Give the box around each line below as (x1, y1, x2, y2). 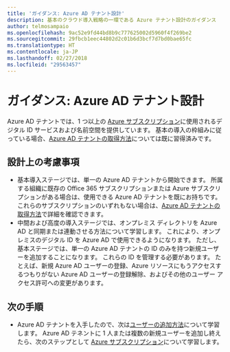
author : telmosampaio (7, 23, 69, 30)
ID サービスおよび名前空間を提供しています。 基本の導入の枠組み (26, 125, 210, 134)
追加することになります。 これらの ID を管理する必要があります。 (29, 253, 214, 261)
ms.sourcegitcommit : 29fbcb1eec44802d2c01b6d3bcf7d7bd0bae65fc (7, 36, 192, 43)
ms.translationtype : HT (7, 42, 76, 49)
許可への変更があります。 (35, 279, 108, 287)
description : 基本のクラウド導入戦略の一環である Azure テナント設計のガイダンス (7, 16, 217, 23)
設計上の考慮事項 (7, 156, 80, 168)
